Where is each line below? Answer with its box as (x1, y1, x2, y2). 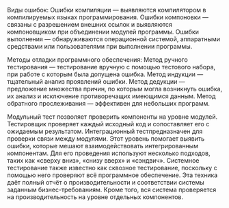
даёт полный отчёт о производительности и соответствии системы (7, 178, 204, 186)
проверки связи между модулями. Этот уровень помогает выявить (7, 135, 205, 143)
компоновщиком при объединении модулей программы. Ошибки (7, 27, 200, 36)
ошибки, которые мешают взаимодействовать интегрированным (7, 142, 198, 150)
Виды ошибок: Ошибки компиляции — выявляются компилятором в (7, 6, 206, 14)
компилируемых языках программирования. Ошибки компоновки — (7, 13, 208, 21)
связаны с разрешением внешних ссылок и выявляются (7, 21, 173, 28)
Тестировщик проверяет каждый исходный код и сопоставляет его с (7, 120, 210, 128)
